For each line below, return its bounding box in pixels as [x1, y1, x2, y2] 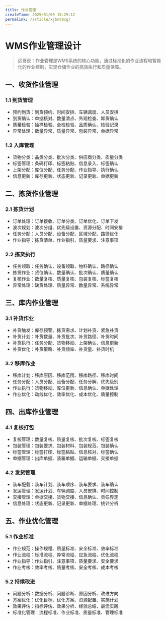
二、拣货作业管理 [5, 189, 58, 198]
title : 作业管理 [5, 7, 36, 13]
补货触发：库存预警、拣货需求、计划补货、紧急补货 [12, 327, 119, 333]
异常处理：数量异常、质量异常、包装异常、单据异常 [12, 128, 119, 134]
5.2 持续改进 [5, 578, 35, 585]
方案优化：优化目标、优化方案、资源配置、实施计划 [12, 597, 119, 603]
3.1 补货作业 [5, 315, 34, 322]
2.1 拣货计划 [5, 205, 34, 212]
